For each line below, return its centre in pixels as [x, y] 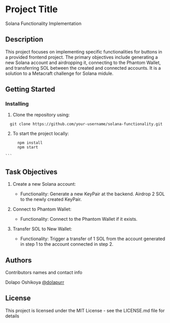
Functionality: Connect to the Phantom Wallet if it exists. [79, 219]
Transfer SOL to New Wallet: [42, 229]
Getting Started [30, 89]
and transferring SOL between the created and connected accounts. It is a [83, 68]
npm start [28, 148]
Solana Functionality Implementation [43, 23]
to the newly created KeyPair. [51, 199]
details [12, 316]
